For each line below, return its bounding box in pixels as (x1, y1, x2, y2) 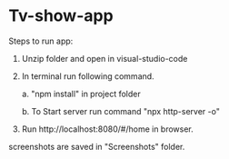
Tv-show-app (8, 5, 114, 26)
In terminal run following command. (21, 70, 155, 82)
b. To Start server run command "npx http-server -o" (21, 105, 220, 116)
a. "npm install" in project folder (21, 88, 142, 99)
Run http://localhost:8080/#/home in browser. (21, 124, 194, 134)
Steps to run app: (8, 35, 74, 46)
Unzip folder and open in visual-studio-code (21, 53, 188, 64)
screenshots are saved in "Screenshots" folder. (8, 141, 185, 152)
